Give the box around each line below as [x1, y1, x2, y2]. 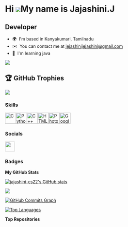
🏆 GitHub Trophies [5, 74, 64, 82]
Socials [5, 131, 23, 137]
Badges [5, 158, 23, 165]
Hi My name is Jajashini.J [5, 3, 115, 15]
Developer [5, 23, 37, 31]
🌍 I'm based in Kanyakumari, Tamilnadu [12, 36, 94, 42]
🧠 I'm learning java [12, 50, 51, 56]
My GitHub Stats [5, 169, 39, 175]
